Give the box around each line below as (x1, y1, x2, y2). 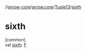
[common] (5, 37, 26, 42)
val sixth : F (5, 42, 27, 48)
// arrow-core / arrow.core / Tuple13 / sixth (5, 4, 81, 10)
